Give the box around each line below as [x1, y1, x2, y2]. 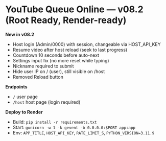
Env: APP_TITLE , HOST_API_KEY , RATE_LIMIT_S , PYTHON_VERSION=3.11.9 [12, 129, 155, 136]
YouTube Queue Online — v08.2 [5, 4, 144, 15]
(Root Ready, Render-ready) [5, 14, 127, 26]
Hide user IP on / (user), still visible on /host [12, 68, 105, 75]
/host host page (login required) [12, 99, 81, 105]
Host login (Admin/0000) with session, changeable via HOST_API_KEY [12, 41, 161, 47]
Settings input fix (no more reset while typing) [12, 57, 109, 63]
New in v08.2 [5, 31, 35, 37]
